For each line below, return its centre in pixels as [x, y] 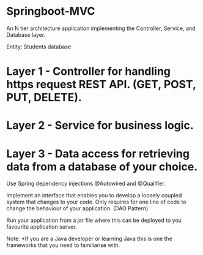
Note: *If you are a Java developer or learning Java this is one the [90, 239]
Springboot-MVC [51, 11]
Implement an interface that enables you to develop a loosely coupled [94, 196]
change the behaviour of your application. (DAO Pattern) [77, 208]
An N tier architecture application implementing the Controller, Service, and [101, 28]
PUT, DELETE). [44, 98]
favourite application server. [42, 227]
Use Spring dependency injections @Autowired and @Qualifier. [86, 184]
